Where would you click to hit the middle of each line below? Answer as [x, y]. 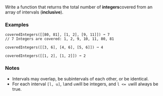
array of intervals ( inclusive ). [34, 12]
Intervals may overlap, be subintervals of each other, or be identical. [80, 79]
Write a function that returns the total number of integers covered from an [79, 7]
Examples [17, 25]
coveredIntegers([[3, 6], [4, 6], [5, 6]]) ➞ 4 [54, 48]
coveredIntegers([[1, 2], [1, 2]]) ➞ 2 [45, 56]
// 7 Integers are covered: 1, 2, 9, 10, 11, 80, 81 [60, 39]
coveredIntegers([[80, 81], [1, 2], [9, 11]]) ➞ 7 [57, 35]
